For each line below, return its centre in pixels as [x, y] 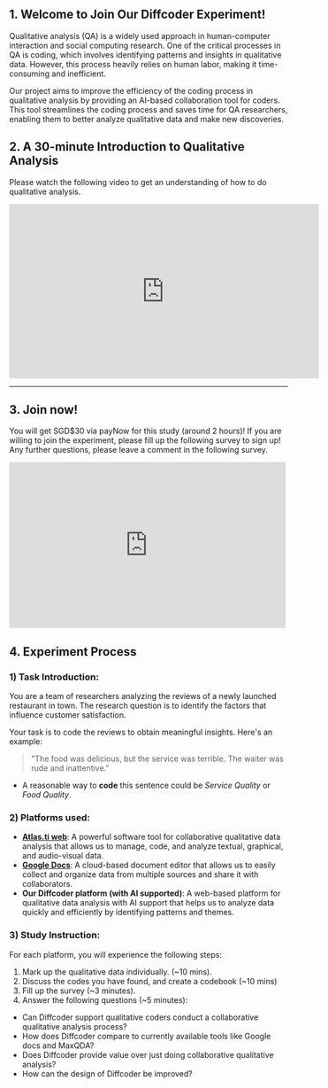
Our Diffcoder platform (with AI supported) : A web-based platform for [151, 893]
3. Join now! [43, 410]
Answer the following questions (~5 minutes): [105, 999]
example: [26, 742]
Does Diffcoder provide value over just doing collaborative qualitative [148, 1054]
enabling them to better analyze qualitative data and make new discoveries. [147, 119]
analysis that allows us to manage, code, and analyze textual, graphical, [153, 846]
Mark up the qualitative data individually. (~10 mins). [117, 971]
